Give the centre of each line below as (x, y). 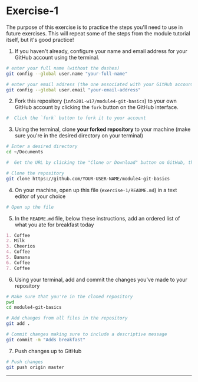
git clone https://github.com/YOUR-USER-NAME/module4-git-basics (88, 179)
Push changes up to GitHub (48, 351)
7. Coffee (18, 268)
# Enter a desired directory (42, 146)
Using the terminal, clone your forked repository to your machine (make (103, 129)
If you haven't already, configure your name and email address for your (101, 51)
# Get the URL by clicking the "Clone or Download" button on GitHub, (96, 163)
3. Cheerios (21, 246)
